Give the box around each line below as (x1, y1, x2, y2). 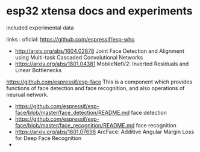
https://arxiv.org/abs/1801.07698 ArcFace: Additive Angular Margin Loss (14, 128, 195, 135)
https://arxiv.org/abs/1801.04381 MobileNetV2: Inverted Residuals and (14, 60, 189, 67)
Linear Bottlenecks (14, 66, 62, 73)
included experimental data (6, 24, 74, 31)
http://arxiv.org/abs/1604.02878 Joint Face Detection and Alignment (14, 47, 185, 55)
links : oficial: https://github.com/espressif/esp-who (6, 35, 135, 43)
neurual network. (6, 91, 49, 98)
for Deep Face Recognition (14, 134, 82, 142)
